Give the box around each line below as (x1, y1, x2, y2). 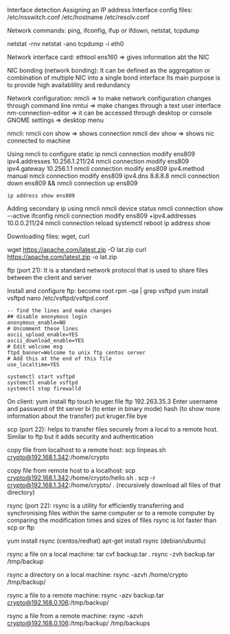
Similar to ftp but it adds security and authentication (7, 432, 154, 441)
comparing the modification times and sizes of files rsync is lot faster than (7, 516, 217, 524)
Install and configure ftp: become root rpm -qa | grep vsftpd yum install (7, 287, 209, 294)
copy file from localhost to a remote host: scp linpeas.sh (7, 446, 166, 454)
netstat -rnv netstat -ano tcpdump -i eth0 (7, 40, 124, 47)
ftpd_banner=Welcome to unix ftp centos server (7, 349, 146, 356)
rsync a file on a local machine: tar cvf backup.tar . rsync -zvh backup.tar (7, 550, 215, 558)
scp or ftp (7, 524, 35, 531)
